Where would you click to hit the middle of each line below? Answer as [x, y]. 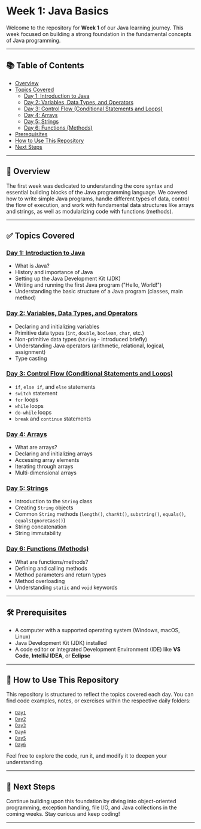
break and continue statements [53, 419]
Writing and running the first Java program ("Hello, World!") [88, 285]
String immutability [38, 533]
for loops [27, 400]
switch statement [36, 393]
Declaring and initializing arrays [54, 453]
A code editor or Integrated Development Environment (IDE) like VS [98, 649]
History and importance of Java [54, 272]
